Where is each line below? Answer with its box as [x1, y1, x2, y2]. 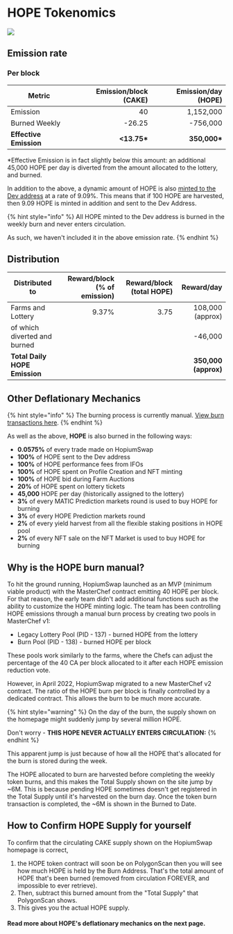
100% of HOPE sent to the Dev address [17, 453, 130, 461]
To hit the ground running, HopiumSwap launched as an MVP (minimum [7, 580, 212, 589]
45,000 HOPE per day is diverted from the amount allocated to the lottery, [7, 163, 218, 172]
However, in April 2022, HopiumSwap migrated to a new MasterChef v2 [7, 680, 212, 688]
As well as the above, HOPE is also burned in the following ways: [7, 432, 192, 441]
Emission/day [176, 86, 223, 96]
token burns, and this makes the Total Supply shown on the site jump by [7, 778, 213, 786]
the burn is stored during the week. [7, 757, 107, 765]
